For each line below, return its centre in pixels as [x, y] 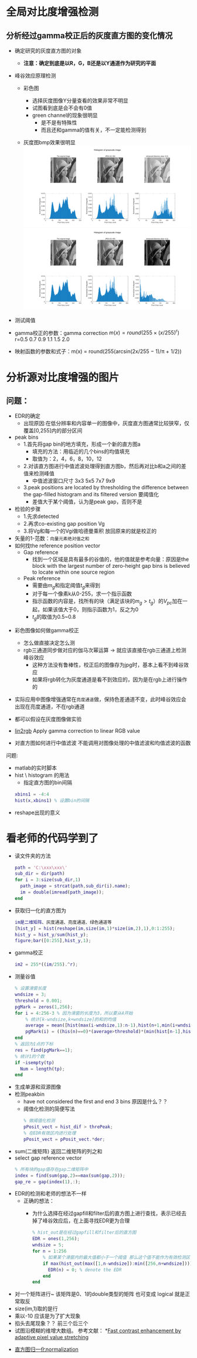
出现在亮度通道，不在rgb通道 [50, 706]
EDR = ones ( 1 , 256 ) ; [56, 1239]
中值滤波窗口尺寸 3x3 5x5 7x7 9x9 [74, 481]
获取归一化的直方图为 [40, 910]
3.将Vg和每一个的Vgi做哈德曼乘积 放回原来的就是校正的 [90, 531]
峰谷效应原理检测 [35, 76]
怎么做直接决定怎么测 [49, 642]
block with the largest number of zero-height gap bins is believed [111, 566]
